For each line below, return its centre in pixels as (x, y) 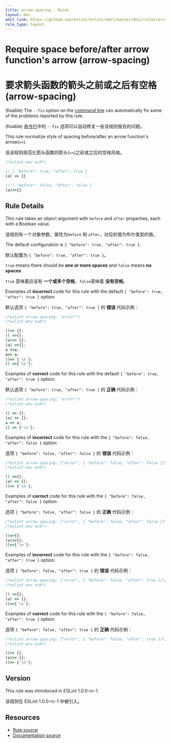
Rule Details (25, 206)
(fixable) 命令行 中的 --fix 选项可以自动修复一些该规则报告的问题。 (75, 126)
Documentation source (37, 735)
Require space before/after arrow (77, 49)
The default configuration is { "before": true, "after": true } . (73, 244)
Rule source (25, 730)
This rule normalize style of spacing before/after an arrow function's (77, 137)
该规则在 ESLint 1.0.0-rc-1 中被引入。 (44, 701)
